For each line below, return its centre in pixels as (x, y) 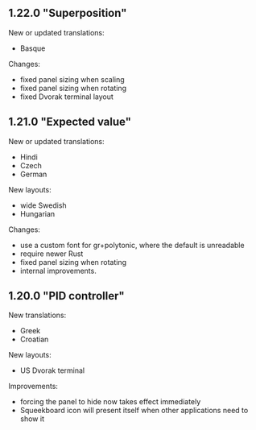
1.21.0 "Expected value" (70, 122)
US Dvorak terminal (52, 370)
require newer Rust (52, 254)
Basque (33, 48)
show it (32, 419)
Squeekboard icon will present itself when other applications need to (134, 411)
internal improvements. (58, 271)
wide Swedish (43, 205)
